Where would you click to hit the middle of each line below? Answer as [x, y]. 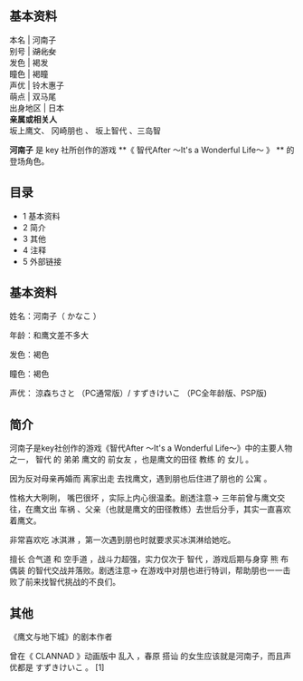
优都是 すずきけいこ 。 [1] [57, 667]
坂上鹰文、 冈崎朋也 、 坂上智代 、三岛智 [85, 131]
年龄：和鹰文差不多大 [49, 336]
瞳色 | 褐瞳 [29, 73]
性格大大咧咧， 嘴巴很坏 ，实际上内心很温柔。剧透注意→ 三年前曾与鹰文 [143, 498]
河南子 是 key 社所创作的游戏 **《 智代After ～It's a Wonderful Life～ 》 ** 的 [152, 150]
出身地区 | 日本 [37, 108]
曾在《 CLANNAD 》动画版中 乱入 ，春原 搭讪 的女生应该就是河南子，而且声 [151, 657]
